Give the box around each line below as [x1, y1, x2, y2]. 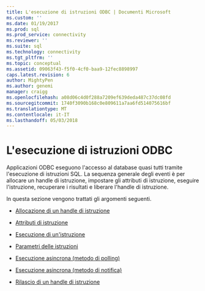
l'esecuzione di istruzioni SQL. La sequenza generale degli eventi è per [6, 170, 185, 178]
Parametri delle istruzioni [15, 243, 78, 250]
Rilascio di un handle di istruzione [15, 278, 100, 285]
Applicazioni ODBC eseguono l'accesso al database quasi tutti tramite [6, 164, 183, 172]
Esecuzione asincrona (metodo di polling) [15, 255, 121, 262]
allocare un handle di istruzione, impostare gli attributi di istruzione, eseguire [6, 177, 199, 184]
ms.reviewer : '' [6, 37, 48, 43]
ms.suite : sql [6, 43, 43, 50]
